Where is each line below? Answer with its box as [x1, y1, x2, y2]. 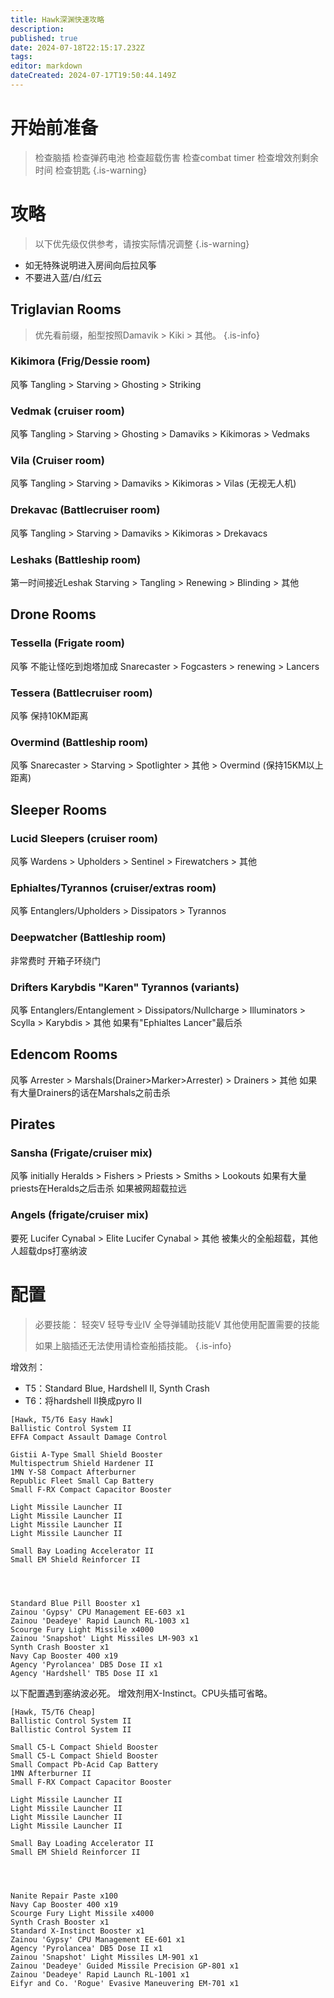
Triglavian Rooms [10, 301, 122, 318]
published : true [10, 33, 78, 43]
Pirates [10, 1116, 56, 1133]
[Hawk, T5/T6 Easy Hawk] [10, 1414, 114, 1425]
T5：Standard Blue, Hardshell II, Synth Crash [24, 1382, 210, 1394]
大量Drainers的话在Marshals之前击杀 [18, 1086, 171, 1098]
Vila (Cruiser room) [10, 454, 105, 468]
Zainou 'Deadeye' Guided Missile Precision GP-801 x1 [10, 1961, 240, 1971]
